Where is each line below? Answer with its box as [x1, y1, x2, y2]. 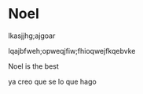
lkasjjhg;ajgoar [8, 31, 56, 40]
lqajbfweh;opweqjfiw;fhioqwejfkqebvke [8, 46, 136, 55]
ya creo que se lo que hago [8, 77, 97, 86]
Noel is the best [8, 61, 59, 71]
